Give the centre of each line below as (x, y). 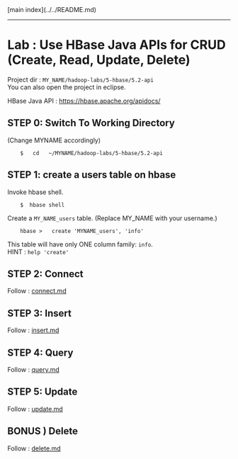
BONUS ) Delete (42, 431)
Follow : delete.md (34, 448)
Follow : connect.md (37, 291)
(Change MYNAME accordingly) (54, 140)
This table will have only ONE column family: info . (80, 244)
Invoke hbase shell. (35, 192)
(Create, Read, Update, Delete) (99, 60)
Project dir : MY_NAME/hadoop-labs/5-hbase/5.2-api (81, 79)
